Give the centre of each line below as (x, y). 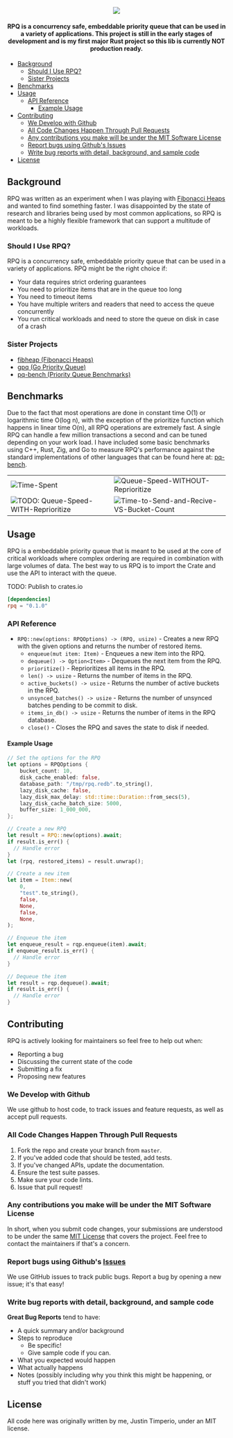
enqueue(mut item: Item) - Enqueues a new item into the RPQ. (116, 654)
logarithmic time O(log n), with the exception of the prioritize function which (115, 420)
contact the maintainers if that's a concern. (69, 1243)
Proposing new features (51, 1076)
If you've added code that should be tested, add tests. (94, 1157)
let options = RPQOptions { (48, 765)
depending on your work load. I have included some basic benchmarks (109, 442)
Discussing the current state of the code (75, 1061)
